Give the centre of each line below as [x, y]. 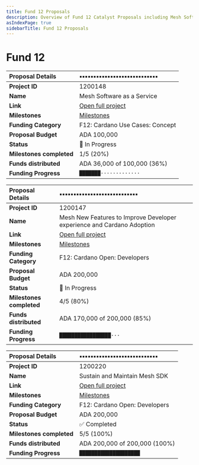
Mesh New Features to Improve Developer [118, 217]
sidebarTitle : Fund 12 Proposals [47, 28]
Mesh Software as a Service [118, 96]
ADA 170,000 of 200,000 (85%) [105, 318]
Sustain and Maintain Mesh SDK [124, 376]
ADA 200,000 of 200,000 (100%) [127, 444]
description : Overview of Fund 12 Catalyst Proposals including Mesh [94, 17]
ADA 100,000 [99, 135]
